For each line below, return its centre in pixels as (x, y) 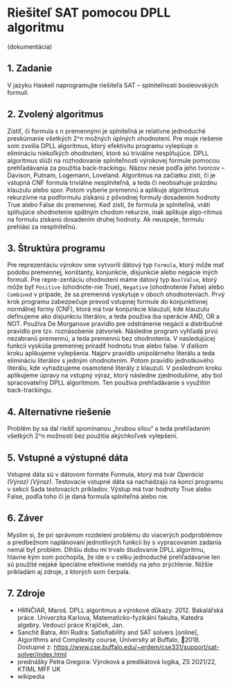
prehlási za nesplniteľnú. (42, 226)
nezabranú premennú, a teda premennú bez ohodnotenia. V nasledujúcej (111, 339)
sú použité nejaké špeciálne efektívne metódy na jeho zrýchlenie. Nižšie (110, 564)
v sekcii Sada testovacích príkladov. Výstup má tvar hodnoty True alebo (109, 489)
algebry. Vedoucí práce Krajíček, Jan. (71, 625)
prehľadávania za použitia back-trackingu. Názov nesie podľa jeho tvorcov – (116, 168)
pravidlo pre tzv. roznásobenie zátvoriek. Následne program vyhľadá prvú (113, 331)
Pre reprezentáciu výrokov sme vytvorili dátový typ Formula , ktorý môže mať (116, 265)
